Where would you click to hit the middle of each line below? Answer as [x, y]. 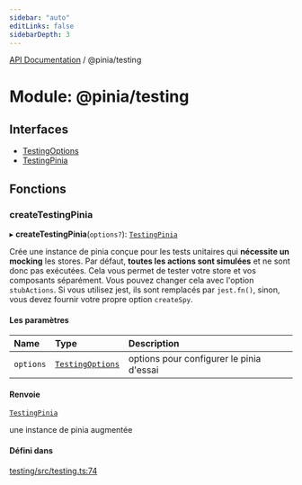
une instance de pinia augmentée [71, 430]
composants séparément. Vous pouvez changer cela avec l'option [132, 281]
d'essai [143, 370]
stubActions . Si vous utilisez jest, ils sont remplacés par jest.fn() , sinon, [145, 290]
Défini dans [31, 451]
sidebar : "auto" [40, 18]
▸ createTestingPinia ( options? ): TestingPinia [93, 234]
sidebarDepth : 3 [40, 34]
